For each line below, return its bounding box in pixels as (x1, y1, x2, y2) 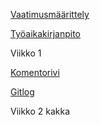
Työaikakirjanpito (10, 28, 81, 39)
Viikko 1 (10, 47, 42, 59)
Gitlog (10, 86, 35, 98)
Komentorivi (10, 67, 60, 78)
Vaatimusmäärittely (10, 9, 90, 20)
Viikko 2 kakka (10, 105, 71, 117)
